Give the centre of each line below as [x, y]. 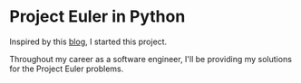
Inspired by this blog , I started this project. [88, 41]
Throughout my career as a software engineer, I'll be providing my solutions [151, 59]
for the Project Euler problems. [67, 69]
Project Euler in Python [97, 17]
